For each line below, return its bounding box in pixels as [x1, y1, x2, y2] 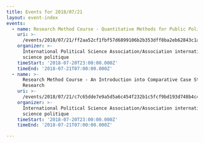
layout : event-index [6, 15, 59, 21]
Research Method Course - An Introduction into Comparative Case [22, 77, 191, 83]
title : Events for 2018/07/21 [6, 9, 83, 15]
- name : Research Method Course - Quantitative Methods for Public [12, 26, 186, 32]
